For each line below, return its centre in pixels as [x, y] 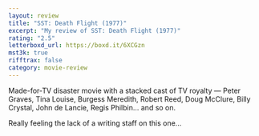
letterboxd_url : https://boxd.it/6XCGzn [77, 46]
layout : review [34, 16]
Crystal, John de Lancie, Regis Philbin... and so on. [92, 107]
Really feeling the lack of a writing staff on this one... [95, 123]
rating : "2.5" [32, 38]
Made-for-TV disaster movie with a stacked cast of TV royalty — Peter [125, 90]
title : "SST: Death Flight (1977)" [68, 23]
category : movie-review [48, 68]
